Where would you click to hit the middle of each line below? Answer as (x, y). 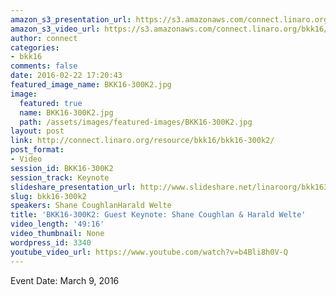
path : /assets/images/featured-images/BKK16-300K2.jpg (136, 122)
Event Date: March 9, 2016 (65, 280)
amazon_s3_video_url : (55, 29)
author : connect (44, 38)
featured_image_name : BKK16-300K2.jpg (91, 85)
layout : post (37, 131)
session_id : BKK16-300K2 (62, 168)
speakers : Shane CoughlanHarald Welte (91, 206)
